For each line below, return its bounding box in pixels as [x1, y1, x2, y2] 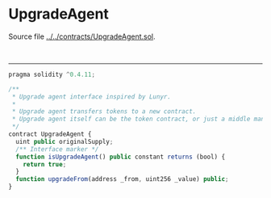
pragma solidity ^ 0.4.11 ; [8, 70, 95, 78]
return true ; [23, 160, 67, 168]
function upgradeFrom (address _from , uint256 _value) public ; [15, 175, 229, 183]
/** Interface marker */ [15, 145, 99, 154]
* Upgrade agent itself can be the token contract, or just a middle [11, 115, 251, 124]
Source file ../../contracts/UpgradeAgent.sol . [8, 32, 156, 41]
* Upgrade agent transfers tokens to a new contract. [11, 107, 197, 116]
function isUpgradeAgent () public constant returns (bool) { [15, 153, 226, 161]
